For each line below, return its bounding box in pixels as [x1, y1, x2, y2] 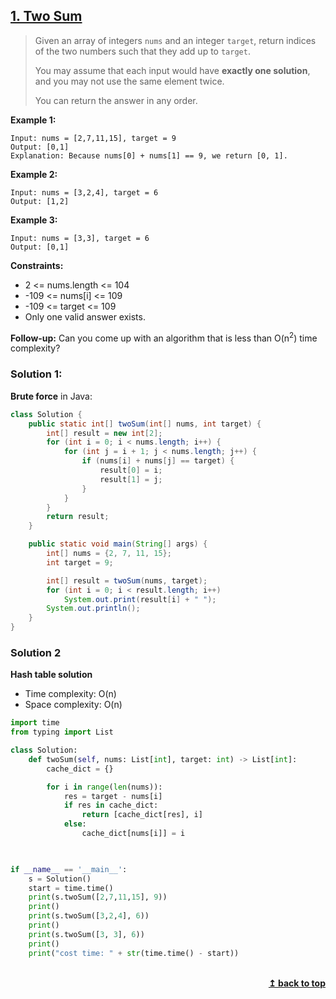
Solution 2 [10, 645, 62, 659]
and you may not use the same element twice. [34, 75, 225, 87]
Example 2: [10, 168, 58, 180]
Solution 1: [10, 367, 63, 381]
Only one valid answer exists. [24, 310, 146, 323]
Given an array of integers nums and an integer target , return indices [34, 34, 317, 46]
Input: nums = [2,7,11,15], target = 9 [10, 133, 177, 143]
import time [10, 718, 60, 728]
